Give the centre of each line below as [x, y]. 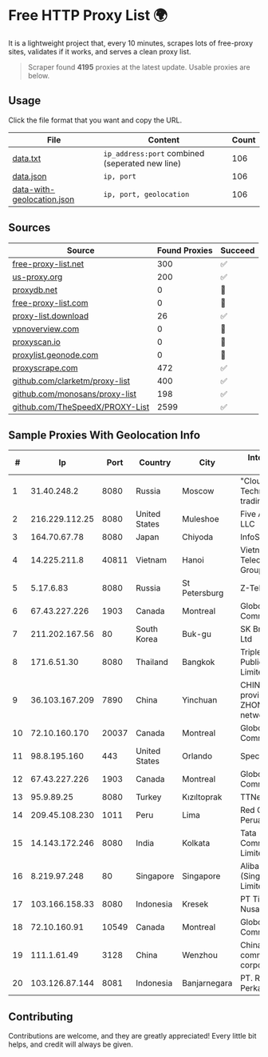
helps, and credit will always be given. [71, 1044]
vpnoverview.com [46, 329]
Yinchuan [200, 700]
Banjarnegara [207, 983]
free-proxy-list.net [48, 263]
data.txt [27, 158]
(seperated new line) [142, 163]
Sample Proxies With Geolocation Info [104, 435]
